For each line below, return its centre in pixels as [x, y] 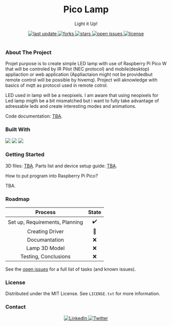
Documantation [45, 240]
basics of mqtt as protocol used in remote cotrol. [57, 85]
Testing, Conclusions [45, 257]
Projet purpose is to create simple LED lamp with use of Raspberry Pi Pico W [86, 64]
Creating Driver [46, 232]
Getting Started [25, 155]
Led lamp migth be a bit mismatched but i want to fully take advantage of [82, 101]
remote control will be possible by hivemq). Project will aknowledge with [81, 80]
